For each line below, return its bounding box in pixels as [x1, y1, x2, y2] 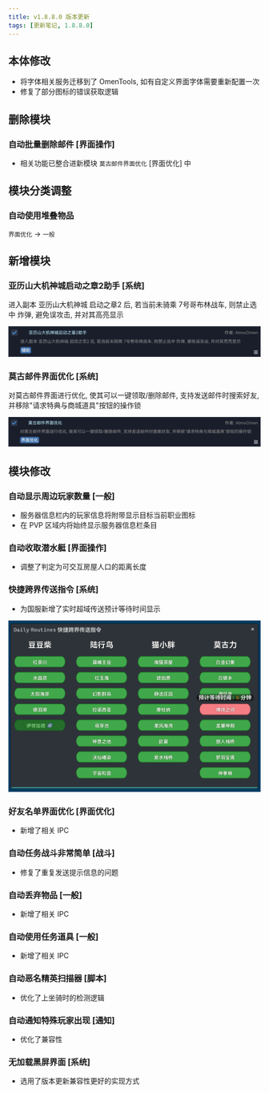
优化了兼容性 [19, 1034, 62, 1044]
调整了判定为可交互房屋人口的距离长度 [19, 562, 147, 572]
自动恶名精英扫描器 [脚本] [8, 973, 107, 984]
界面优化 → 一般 [8, 229, 55, 238]
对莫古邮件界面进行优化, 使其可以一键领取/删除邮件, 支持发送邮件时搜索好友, [8, 391, 260, 400]
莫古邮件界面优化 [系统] [8, 370, 98, 382]
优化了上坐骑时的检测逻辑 [19, 993, 105, 1002]
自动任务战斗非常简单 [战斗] [8, 848, 115, 859]
